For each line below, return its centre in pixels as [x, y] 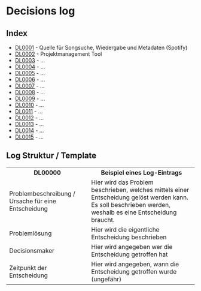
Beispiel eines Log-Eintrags [141, 172]
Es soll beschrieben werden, [131, 205]
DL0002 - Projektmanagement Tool [58, 54]
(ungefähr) [106, 279]
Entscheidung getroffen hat [130, 254]
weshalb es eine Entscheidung [134, 212]
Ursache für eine [33, 201]
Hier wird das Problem [122, 182]
